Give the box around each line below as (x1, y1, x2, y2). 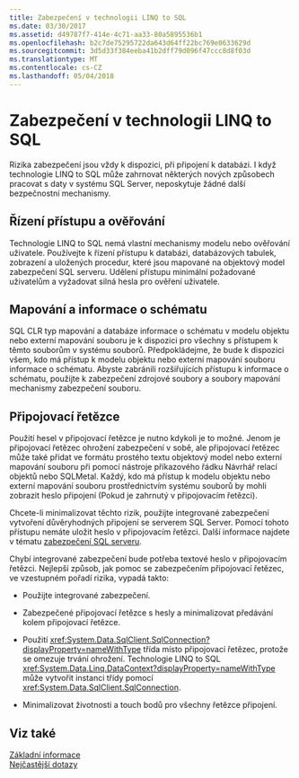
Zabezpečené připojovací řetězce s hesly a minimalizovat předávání (22, 607, 274, 618)
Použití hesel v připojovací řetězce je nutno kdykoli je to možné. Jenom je (9, 433, 281, 444)
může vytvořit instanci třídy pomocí (22, 673, 154, 684)
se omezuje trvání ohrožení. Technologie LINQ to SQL (22, 653, 222, 665)
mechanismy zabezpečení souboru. (9, 383, 142, 393)
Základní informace (9, 749, 81, 760)
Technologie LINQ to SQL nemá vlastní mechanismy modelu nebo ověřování (9, 237, 290, 248)
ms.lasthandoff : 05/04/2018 (9, 72, 115, 81)
